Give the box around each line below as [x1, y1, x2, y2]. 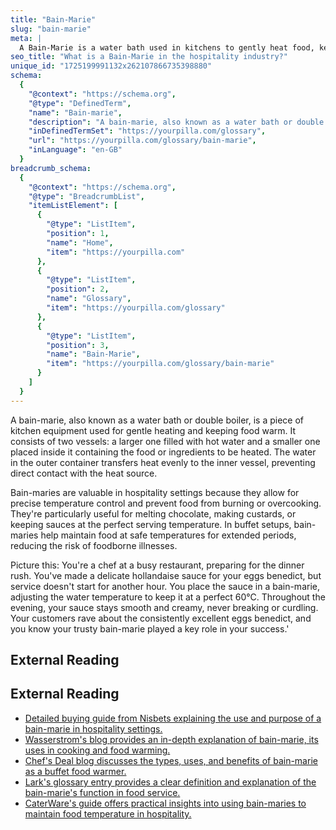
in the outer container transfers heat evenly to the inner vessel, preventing [10, 456, 316, 468]
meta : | [10, 33, 43, 43]
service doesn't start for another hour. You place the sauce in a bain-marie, [10, 580, 320, 592]
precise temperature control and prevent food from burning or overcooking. [10, 497, 322, 509]
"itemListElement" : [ [28, 201, 118, 211]
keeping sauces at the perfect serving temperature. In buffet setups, [10, 518, 292, 530]
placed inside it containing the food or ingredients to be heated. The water [10, 446, 317, 458]
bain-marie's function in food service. [24, 786, 181, 798]
